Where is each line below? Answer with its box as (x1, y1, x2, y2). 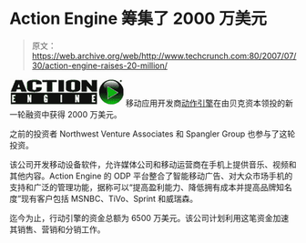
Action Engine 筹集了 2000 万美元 (9, 8, 267, 29)
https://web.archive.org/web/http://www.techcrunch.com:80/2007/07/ (31, 50, 297, 61)
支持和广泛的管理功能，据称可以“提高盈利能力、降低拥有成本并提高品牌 (9, 181, 277, 192)
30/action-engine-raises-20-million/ (31, 60, 168, 71)
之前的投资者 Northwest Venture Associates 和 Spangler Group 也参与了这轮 (9, 128, 296, 139)
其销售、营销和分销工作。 (9, 224, 106, 235)
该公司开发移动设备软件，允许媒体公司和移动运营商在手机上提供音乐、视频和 (9, 158, 297, 169)
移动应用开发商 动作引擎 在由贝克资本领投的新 (125, 97, 293, 108)
